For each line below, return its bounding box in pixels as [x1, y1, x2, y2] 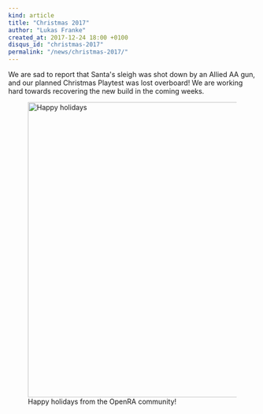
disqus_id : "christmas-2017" [8, 41, 104, 49]
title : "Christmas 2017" [8, 19, 90, 27]
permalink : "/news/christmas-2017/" [8, 48, 128, 56]
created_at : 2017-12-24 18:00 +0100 [8, 33, 128, 42]
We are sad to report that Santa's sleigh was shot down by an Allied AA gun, [8, 70, 256, 79]
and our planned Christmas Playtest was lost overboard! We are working [8, 78, 243, 87]
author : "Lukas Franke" [8, 26, 87, 34]
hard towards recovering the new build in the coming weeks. [8, 87, 205, 95]
